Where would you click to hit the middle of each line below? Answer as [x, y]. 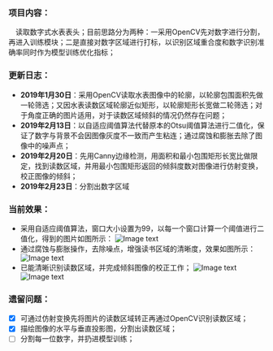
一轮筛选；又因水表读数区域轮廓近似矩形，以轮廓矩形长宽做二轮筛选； [138, 105]
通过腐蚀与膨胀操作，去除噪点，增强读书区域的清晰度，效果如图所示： [138, 249]
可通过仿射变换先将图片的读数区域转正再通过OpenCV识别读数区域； [134, 318]
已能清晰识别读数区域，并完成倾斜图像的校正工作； [106, 267]
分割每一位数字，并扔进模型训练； [77, 339]
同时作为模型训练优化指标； [69, 52]
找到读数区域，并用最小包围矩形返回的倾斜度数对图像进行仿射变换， [148, 166]
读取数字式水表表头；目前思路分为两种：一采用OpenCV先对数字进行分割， [140, 32]
